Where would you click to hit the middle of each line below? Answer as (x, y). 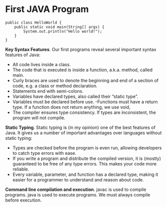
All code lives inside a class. (42, 64)
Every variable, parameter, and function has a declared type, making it (85, 174)
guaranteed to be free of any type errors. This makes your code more (85, 163)
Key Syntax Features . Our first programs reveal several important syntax (81, 49)
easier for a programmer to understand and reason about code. (78, 179)
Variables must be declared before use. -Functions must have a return (85, 102)
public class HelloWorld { (33, 23)
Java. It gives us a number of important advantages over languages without (83, 133)
